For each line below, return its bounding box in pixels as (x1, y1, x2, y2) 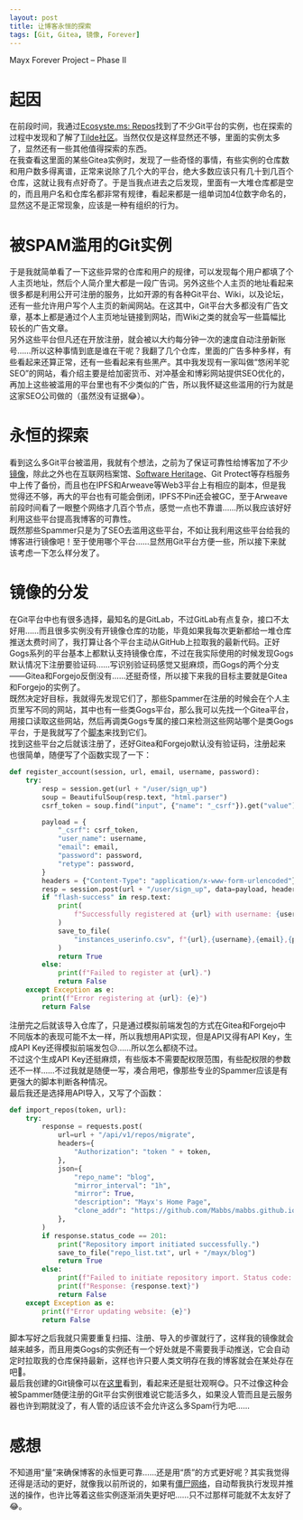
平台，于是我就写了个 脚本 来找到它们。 (9, 727, 151, 738)
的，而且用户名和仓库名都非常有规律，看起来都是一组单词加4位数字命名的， (9, 189, 291, 200)
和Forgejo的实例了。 (9, 682, 86, 693)
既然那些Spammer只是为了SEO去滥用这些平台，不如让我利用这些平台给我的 (9, 525, 290, 536)
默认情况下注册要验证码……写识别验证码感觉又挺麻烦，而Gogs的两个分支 (9, 659, 280, 670)
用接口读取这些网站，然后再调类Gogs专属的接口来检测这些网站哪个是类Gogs (9, 715, 294, 727)
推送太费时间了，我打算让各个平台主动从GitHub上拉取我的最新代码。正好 (9, 637, 280, 648)
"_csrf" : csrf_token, (57, 825, 140, 835)
